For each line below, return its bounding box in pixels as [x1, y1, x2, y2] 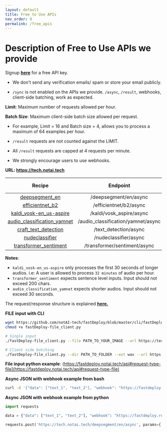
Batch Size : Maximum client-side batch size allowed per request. [5, 114, 138, 120]
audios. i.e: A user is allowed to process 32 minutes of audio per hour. [12, 270, 155, 276]
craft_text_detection [17, 226, 64, 233]
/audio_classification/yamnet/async [78, 218, 161, 225]
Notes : [5, 255, 19, 261]
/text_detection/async [93, 226, 145, 233]
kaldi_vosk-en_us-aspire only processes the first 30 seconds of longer [12, 265, 159, 271]
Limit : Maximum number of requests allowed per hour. [5, 104, 117, 110]
